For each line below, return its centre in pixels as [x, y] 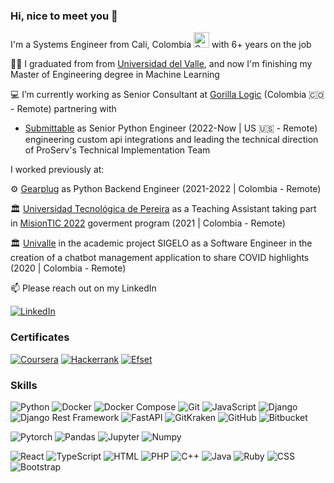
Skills [24, 385]
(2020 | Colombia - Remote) [68, 268]
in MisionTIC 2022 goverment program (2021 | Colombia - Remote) [148, 223]
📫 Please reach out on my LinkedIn [83, 288]
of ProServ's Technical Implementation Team [117, 150]
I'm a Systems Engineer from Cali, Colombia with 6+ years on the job [161, 45]
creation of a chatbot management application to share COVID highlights [160, 258]
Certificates [40, 337]
